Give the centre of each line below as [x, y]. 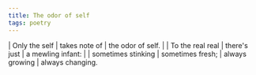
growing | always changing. [53, 62]
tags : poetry [30, 23]
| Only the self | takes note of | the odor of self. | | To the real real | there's [128, 45]
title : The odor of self [49, 15]
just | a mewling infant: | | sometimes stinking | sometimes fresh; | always [128, 54]
